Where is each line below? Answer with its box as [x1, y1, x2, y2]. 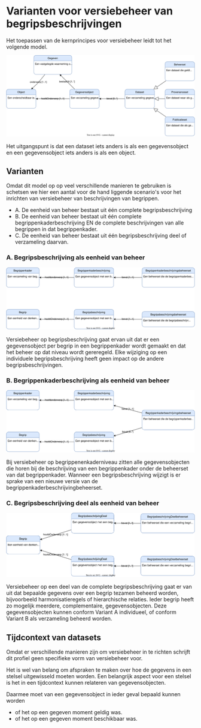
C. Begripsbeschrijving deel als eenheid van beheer [6, 499, 160, 508]
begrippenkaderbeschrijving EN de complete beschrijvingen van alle [14, 219, 184, 226]
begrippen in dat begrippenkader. [14, 226, 98, 233]
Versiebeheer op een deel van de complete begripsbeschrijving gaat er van [6, 583, 193, 591]
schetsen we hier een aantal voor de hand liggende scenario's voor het [6, 188, 181, 196]
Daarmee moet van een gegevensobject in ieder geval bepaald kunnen [6, 691, 181, 698]
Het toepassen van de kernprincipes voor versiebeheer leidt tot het [6, 37, 172, 44]
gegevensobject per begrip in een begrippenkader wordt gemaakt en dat [6, 342, 186, 349]
